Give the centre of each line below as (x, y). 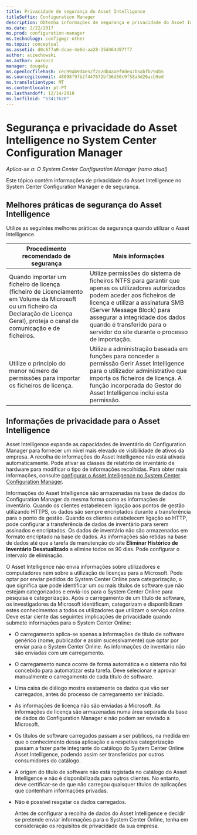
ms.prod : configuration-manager (45, 33)
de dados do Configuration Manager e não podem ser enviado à (92, 718)
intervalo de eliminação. (35, 555)
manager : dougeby (27, 66)
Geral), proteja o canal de (44, 321)
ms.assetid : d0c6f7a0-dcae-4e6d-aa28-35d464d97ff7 (69, 50)
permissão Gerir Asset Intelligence (137, 364)
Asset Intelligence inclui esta (129, 393)
